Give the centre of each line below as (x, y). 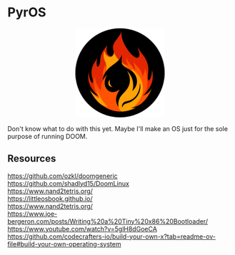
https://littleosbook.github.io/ (50, 198)
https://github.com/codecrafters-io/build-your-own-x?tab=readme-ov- (112, 236)
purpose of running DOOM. (47, 136)
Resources (32, 158)
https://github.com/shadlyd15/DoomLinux (69, 183)
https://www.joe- (32, 214)
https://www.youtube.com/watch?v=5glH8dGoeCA (82, 229)
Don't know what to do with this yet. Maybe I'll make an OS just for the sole (118, 128)
